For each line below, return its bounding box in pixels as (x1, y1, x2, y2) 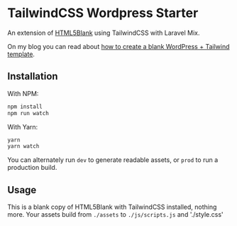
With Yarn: (7, 122, 38, 131)
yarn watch (7, 143, 40, 150)
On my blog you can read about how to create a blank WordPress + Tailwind (7, 42, 230, 50)
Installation (7, 70, 58, 82)
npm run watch (7, 109, 50, 117)
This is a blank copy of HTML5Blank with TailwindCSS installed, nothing (7, 203, 217, 211)
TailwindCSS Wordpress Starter (7, 5, 199, 21)
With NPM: (7, 89, 39, 97)
